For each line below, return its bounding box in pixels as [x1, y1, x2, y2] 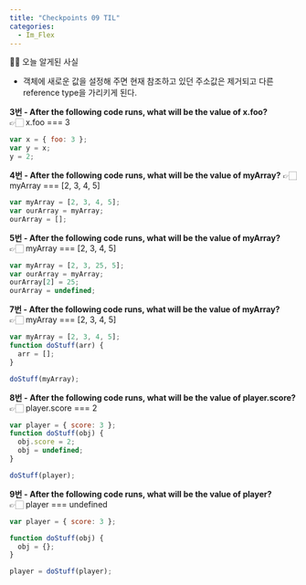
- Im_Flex [17, 30, 55, 39]
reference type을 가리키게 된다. [22, 88, 138, 99]
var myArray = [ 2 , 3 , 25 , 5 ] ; [9, 261, 125, 270]
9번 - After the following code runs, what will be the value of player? [9, 488, 272, 499]
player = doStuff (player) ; [9, 567, 112, 576]
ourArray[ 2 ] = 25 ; [9, 277, 79, 287]
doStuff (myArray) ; [9, 374, 79, 383]
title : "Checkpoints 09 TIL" [9, 13, 121, 23]
